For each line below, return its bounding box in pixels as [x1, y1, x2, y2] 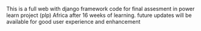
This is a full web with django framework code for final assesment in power [6, 5, 195, 12]
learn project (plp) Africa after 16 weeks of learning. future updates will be [6, 12, 192, 19]
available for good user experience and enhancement [6, 18, 141, 25]
